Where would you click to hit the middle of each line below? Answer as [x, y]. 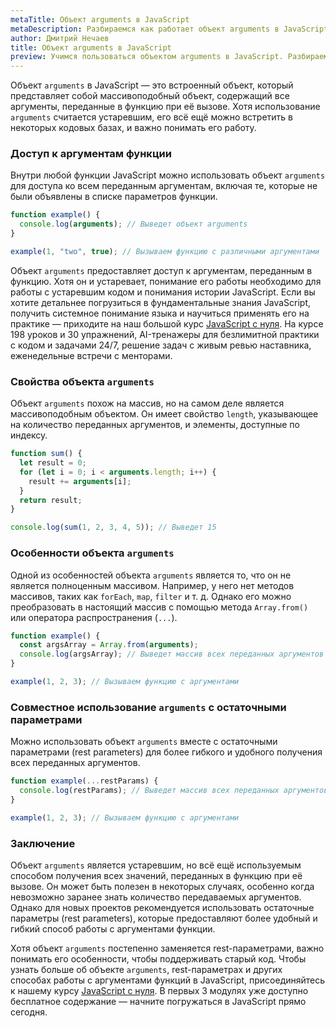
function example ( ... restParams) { [84, 781]
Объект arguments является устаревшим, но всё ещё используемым [156, 865]
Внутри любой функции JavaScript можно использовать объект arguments [168, 175]
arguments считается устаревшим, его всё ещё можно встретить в [152, 117]
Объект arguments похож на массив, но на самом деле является [147, 403]
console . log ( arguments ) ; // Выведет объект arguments [133, 224]
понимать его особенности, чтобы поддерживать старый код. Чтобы [158, 958]
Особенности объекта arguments [92, 553]
